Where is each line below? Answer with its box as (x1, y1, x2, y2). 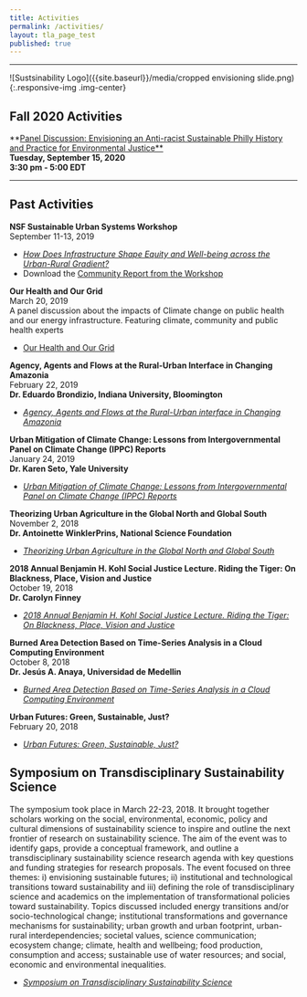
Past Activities (9, 197, 94, 213)
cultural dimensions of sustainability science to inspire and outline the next (9, 823, 291, 834)
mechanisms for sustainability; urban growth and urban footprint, (9, 919, 255, 931)
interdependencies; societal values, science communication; (28, 929, 258, 940)
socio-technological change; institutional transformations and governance (9, 910, 288, 921)
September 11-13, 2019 (9, 230, 95, 242)
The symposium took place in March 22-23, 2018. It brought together (9, 803, 270, 814)
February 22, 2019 (9, 379, 79, 390)
